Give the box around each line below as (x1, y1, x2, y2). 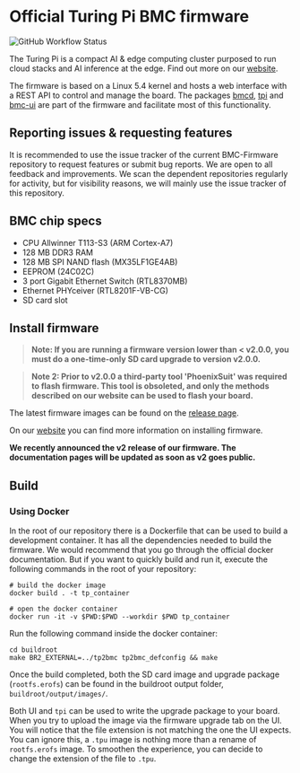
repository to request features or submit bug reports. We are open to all (9, 159, 273, 170)
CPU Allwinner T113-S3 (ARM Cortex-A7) (21, 237, 174, 248)
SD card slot (21, 294, 69, 305)
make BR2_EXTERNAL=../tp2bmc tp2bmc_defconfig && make (9, 654, 219, 663)
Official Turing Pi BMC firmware (9, 6, 249, 27)
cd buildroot (9, 646, 58, 654)
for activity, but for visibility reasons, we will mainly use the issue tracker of (9, 178, 287, 189)
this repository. (9, 187, 65, 198)
